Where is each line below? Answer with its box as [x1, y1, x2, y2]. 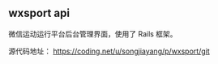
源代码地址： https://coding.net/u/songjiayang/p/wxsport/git [8, 46, 211, 56]
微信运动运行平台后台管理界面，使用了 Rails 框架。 [8, 28, 177, 39]
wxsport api [8, 6, 71, 20]
